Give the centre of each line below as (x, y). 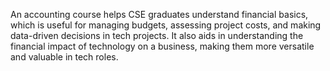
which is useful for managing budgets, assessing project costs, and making (166, 25)
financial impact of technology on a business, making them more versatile (162, 46)
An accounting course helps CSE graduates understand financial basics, (159, 14)
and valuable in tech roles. (64, 57)
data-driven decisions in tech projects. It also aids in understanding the (157, 35)
